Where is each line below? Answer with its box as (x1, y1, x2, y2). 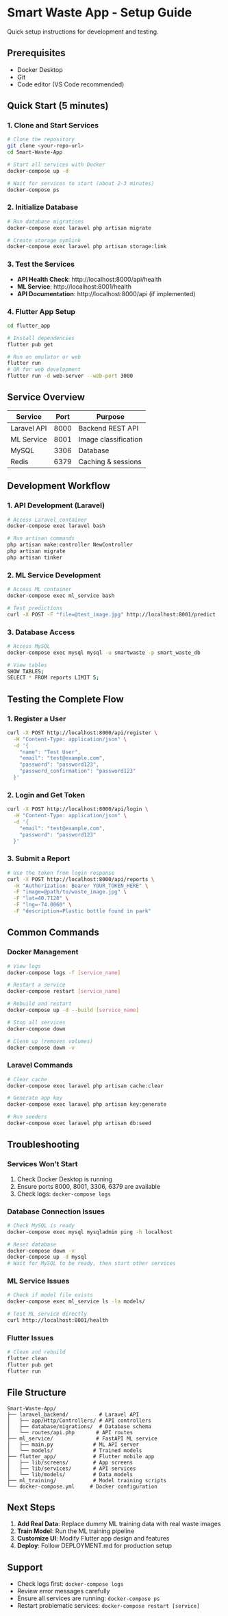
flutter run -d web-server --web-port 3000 (7, 372, 134, 380)
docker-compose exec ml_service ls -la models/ (7, 1298, 146, 1305)
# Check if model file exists (7, 1292, 94, 1299)
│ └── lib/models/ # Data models (7, 1471, 134, 1478)
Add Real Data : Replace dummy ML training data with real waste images (16, 1520, 221, 1528)
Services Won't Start (7, 1159, 78, 1169)
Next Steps (7, 1502, 55, 1513)
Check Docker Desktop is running (16, 1174, 113, 1183)
